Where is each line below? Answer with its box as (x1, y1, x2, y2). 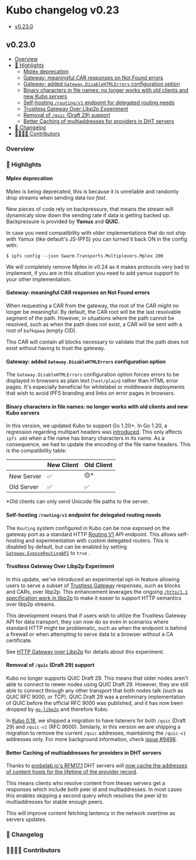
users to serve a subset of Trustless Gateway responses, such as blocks (6, 582, 181, 589)
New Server (9, 472, 42, 480)
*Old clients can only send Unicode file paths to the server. (6, 498, 149, 505)
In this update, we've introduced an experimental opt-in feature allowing (6, 575, 180, 583)
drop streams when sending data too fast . (6, 194, 107, 201)
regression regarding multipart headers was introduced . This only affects (6, 429, 183, 436)
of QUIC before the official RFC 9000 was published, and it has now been (6, 700, 183, 707)
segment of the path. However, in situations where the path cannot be (6, 314, 174, 321)
